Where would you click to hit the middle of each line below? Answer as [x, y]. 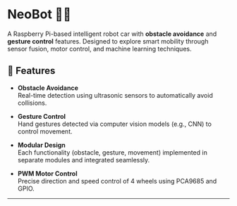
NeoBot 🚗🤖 [39, 14]
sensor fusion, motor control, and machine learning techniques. [99, 49]
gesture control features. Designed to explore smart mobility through [108, 41]
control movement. [45, 131]
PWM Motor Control [47, 173]
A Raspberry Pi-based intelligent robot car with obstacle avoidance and [112, 34]
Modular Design [41, 145]
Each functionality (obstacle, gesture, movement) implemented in [113, 152]
